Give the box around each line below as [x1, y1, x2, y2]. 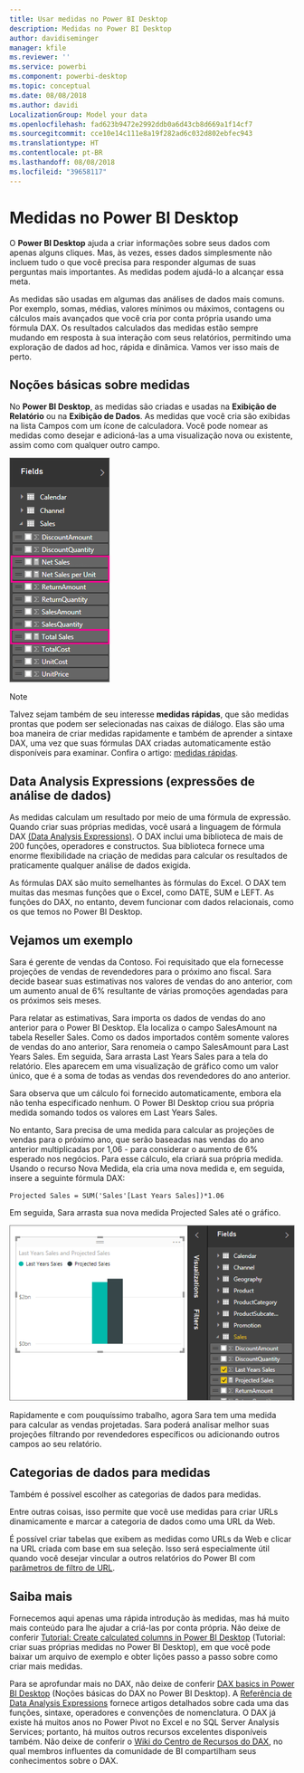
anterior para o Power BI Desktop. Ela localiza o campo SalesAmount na [9, 1023, 278, 1033]
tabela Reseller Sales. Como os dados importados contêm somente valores [9, 1032, 290, 1043]
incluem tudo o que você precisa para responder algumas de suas [9, 256, 256, 267]
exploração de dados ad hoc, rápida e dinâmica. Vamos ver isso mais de [9, 341, 280, 352]
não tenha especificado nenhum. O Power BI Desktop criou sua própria [9, 1098, 274, 1108]
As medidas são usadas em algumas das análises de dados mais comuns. [9, 293, 285, 304]
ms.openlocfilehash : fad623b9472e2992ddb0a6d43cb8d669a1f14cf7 [9, 119, 253, 129]
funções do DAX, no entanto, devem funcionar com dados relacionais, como [9, 897, 294, 908]
